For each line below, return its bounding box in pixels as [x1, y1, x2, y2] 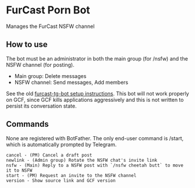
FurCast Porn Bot [6, 3, 90, 17]
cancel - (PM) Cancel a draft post [6, 152, 93, 158]
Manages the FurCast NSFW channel [6, 23, 95, 30]
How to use [6, 40, 48, 49]
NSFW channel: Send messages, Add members [14, 79, 129, 86]
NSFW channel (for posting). [6, 61, 75, 68]
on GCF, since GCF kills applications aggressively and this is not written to [6, 96, 184, 103]
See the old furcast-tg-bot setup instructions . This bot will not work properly [6, 90, 189, 97]
